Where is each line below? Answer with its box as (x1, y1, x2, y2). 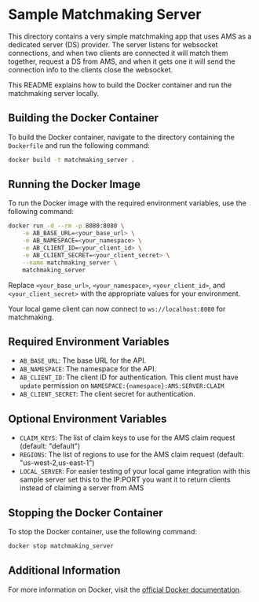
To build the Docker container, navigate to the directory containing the (8, 132, 235, 142)
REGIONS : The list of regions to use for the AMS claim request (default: (19, 450, 244, 460)
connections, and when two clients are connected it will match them (8, 48, 228, 57)
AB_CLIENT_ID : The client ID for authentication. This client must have (19, 372, 239, 382)
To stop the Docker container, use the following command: (8, 527, 198, 536)
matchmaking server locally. (8, 88, 100, 98)
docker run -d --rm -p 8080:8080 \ (8, 222, 125, 230)
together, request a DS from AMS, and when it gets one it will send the (8, 57, 235, 66)
